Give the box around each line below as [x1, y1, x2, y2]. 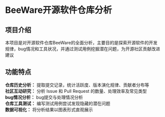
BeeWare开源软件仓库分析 [5, 4, 112, 16]
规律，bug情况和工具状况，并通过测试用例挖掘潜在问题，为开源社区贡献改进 [5, 46, 161, 52]
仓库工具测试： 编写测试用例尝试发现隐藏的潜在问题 [5, 100, 110, 106]
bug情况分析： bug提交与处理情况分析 [5, 94, 83, 100]
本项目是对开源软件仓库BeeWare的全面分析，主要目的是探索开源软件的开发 [5, 40, 158, 45]
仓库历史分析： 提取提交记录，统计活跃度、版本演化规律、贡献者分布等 [5, 82, 149, 88]
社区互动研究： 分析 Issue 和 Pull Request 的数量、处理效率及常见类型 [5, 88, 147, 94]
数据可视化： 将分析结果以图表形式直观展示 [5, 107, 93, 113]
